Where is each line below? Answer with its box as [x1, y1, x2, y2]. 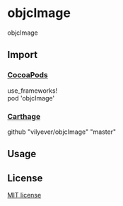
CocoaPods [7, 70, 48, 80]
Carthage [7, 111, 41, 121]
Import [7, 49, 37, 61]
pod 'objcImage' [7, 93, 55, 102]
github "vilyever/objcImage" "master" [7, 127, 117, 136]
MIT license [7, 191, 42, 200]
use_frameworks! [7, 86, 58, 95]
